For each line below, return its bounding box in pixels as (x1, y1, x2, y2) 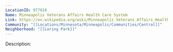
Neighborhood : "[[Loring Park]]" (5, 27, 77, 32)
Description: (5, 41, 31, 47)
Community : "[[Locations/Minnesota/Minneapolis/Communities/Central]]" (5, 22, 162, 27)
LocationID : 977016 (5, 7, 47, 13)
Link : (5, 17, 17, 22)
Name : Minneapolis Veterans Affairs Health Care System (5, 12, 128, 18)
